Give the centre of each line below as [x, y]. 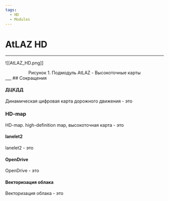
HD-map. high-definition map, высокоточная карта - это [65, 125]
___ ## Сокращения [26, 78]
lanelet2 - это [19, 148]
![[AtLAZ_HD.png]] [24, 63]
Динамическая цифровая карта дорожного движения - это [69, 101]
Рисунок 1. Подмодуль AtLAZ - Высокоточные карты [84, 73]
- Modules [20, 19]
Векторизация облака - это [34, 193]
